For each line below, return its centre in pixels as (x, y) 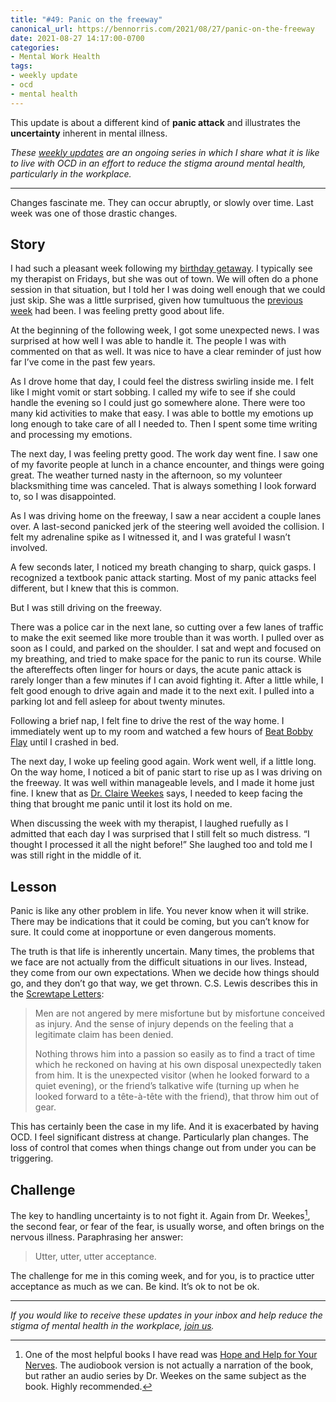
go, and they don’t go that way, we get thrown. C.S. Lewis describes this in (164, 983)
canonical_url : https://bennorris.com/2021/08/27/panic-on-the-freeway (162, 29)
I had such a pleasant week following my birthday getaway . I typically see (161, 268)
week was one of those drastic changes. (94, 213)
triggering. (32, 1158)
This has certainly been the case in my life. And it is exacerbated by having (165, 1127)
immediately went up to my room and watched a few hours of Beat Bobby (161, 732)
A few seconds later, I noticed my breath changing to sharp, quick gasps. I (163, 567)
